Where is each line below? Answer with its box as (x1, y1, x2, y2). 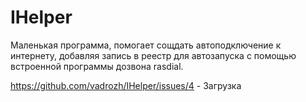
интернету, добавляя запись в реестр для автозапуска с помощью (10, 49, 297, 61)
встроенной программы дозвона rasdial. (10, 60, 184, 72)
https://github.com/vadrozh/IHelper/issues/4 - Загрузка (10, 79, 242, 91)
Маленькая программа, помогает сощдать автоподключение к (10, 39, 282, 51)
